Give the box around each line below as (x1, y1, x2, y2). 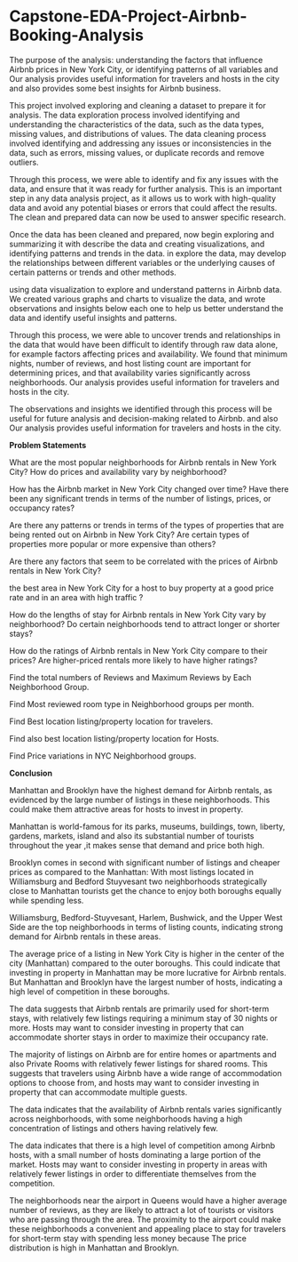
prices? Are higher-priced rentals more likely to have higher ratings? (9, 655, 258, 665)
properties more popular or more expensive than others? (9, 538, 216, 549)
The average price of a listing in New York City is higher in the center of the (9, 948, 285, 959)
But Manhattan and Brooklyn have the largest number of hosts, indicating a (9, 977, 283, 987)
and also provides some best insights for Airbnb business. (9, 83, 222, 93)
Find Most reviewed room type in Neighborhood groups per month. (9, 698, 255, 709)
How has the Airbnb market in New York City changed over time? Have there (9, 483, 289, 494)
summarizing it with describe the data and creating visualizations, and (9, 238, 265, 249)
